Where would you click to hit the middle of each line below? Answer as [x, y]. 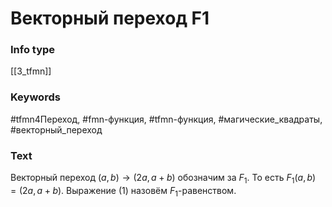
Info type [33, 50]
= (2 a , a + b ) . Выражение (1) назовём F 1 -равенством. [123, 191]
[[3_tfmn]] [31, 71]
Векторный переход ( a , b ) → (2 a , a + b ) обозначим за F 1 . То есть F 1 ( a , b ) [163, 179]
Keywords [35, 97]
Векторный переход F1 [110, 18]
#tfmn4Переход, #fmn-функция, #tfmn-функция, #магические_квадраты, [166, 119]
